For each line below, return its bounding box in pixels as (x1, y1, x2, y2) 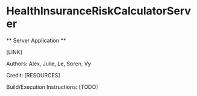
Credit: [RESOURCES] (6, 71, 60, 79)
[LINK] (6, 48, 22, 55)
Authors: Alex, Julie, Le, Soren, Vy (6, 60, 91, 67)
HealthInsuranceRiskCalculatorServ (6, 4, 192, 18)
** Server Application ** (6, 37, 66, 44)
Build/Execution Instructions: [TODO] (6, 83, 98, 91)
